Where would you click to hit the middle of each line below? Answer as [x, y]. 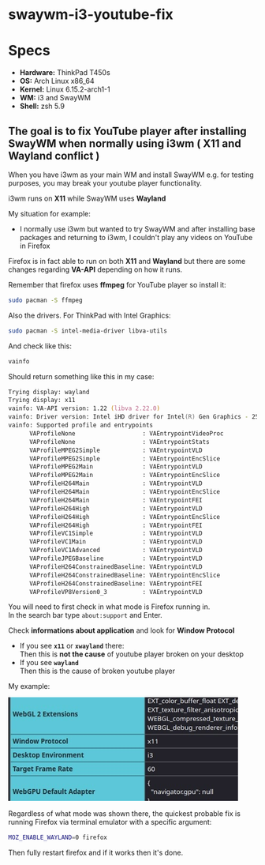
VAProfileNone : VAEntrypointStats [119, 442]
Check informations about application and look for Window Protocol [121, 630]
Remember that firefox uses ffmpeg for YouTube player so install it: [117, 284]
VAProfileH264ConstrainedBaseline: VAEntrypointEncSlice [125, 575]
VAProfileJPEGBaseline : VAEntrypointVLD [116, 558]
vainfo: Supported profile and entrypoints [81, 425]
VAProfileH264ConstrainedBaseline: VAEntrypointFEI [116, 583]
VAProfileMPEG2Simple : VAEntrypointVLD [116, 450]
